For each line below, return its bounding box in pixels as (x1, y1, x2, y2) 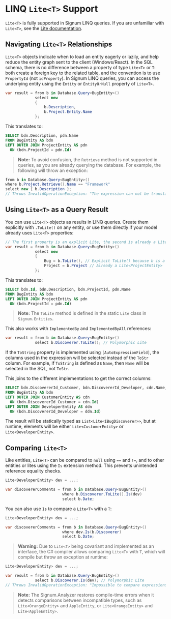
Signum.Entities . (17, 316, 54, 322)
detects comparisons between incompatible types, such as (17, 597, 142, 603)
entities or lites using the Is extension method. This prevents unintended (5, 462, 158, 468)
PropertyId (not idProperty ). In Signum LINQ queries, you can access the (5, 75, 159, 81)
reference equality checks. (5, 468, 62, 474)
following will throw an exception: (17, 167, 88, 173)
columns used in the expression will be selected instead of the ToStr (5, 355, 149, 361)
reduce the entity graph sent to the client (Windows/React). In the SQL (5, 59, 153, 65)
